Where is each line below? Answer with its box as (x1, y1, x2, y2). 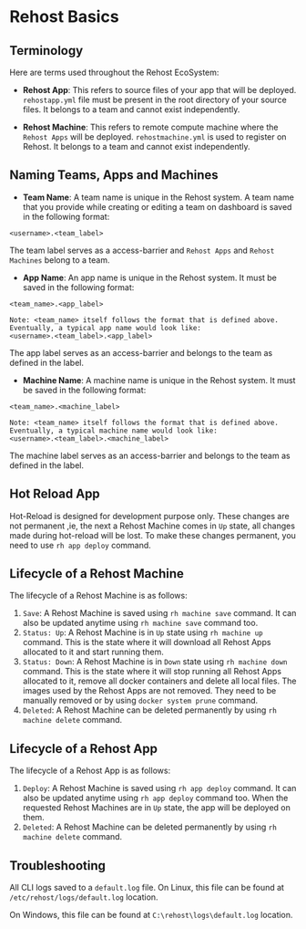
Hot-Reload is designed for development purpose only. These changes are (9, 510, 290, 521)
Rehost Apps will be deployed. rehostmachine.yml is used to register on (22, 131, 287, 142)
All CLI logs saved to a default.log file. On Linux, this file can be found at (9, 882, 285, 893)
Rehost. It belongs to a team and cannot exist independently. (22, 141, 250, 151)
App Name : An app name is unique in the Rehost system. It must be (22, 272, 278, 283)
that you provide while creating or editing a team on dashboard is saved (22, 201, 292, 212)
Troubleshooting (9, 858, 107, 873)
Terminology (9, 43, 84, 58)
